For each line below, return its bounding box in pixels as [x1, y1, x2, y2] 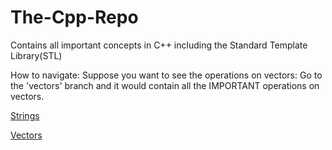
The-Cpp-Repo [10, 6, 139, 29]
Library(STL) [10, 49, 63, 61]
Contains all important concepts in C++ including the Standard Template [10, 39, 308, 51]
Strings [10, 109, 40, 121]
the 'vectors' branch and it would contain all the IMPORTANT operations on [10, 79, 320, 91]
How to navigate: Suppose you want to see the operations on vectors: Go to [10, 69, 323, 81]
